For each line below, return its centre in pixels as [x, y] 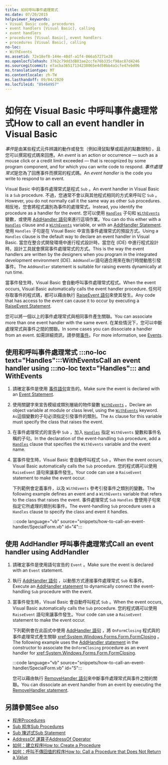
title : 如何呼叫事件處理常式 [32, 10]
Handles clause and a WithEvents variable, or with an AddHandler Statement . [83, 225]
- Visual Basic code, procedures [40, 24]
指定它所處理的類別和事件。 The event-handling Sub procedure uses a [84, 506]
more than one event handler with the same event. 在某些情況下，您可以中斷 [84, 322]
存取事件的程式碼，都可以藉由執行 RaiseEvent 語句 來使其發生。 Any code [80, 295]
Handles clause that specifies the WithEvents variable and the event [81, 444]
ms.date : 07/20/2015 [27, 15]
